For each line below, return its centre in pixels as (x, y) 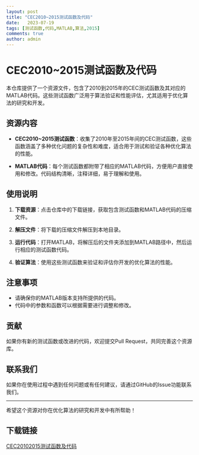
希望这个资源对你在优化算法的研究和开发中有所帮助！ (71, 410)
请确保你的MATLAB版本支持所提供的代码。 (67, 298)
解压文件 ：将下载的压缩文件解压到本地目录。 (69, 230)
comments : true (25, 34)
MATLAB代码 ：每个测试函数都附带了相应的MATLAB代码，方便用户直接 (101, 166)
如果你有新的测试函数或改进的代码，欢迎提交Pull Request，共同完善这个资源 (99, 341)
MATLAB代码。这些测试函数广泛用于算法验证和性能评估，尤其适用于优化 (94, 95)
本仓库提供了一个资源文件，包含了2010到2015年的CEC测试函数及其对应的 (96, 88)
